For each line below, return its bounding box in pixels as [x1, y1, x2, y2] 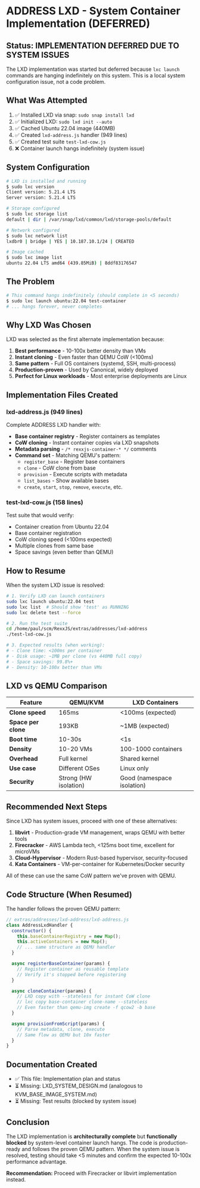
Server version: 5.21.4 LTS [6, 195, 76, 201]
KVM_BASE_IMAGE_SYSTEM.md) [14, 1091, 97, 1098]
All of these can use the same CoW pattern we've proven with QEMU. [6, 872, 177, 879]
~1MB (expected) [120, 722, 170, 730]
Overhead [9, 755, 38, 763]
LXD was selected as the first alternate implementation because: [6, 336, 165, 343]
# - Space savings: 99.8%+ [6, 659, 73, 665]
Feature [20, 698, 43, 706]
